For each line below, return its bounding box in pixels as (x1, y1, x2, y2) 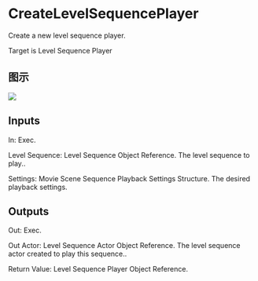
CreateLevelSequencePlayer (8, 5, 199, 23)
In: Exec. (8, 135, 36, 144)
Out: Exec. (8, 225, 42, 235)
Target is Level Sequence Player (8, 46, 112, 55)
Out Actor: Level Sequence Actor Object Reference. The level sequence (8, 241, 241, 250)
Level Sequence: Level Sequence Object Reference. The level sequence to (8, 150, 250, 159)
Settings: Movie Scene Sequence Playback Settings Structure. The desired (8, 173, 250, 183)
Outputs (8, 205, 50, 218)
